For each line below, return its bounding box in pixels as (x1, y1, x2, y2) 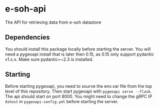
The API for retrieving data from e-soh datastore (5, 19, 102, 25)
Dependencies (5, 33, 50, 41)
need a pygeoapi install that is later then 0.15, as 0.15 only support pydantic (5, 51, 154, 57)
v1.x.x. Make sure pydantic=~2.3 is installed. (5, 56, 94, 62)
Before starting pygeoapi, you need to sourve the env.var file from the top (5, 83, 152, 89)
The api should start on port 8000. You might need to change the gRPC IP (5, 93, 153, 99)
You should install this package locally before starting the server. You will (5, 46, 151, 52)
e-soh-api (5, 3, 46, 14)
